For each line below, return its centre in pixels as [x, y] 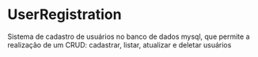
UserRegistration [64, 15]
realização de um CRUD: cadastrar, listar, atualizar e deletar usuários [120, 44]
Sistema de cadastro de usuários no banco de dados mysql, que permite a [129, 36]
